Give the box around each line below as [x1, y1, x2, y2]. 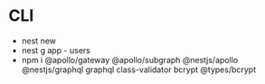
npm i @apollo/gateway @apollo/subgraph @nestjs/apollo [21, 54, 239, 65]
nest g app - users [21, 44, 91, 55]
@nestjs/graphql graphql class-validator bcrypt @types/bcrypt [21, 64, 257, 75]
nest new [21, 35, 56, 46]
